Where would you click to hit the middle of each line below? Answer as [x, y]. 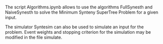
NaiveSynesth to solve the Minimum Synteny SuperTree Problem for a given [82, 12]
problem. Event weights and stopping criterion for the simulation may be [78, 32]
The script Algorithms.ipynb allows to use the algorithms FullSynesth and [79, 7]
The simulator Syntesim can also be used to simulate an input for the [74, 27]
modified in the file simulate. [34, 37]
